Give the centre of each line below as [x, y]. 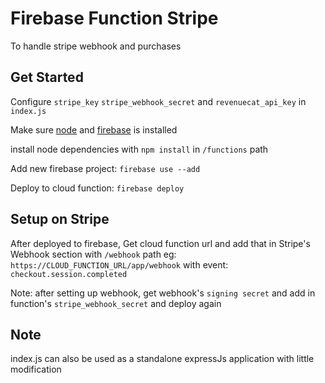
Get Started [47, 77]
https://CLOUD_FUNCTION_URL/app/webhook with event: [119, 264]
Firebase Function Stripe [114, 18]
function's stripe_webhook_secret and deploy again [116, 303]
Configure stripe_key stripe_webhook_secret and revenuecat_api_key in [158, 101]
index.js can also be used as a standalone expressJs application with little [162, 359]
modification [36, 369]
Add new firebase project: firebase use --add [105, 168]
